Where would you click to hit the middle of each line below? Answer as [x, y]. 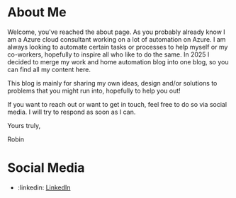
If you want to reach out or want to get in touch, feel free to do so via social [117, 104]
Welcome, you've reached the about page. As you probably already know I [116, 32]
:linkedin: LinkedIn [44, 187]
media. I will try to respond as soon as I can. [72, 112]
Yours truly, [24, 125]
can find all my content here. [49, 69]
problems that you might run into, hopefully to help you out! [94, 91]
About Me [37, 12]
